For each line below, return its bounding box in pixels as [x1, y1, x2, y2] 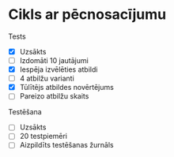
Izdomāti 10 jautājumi [19, 56, 89, 65]
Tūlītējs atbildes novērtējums [19, 83, 115, 92]
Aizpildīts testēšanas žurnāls [19, 140, 114, 150]
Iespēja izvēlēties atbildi [19, 65, 98, 74]
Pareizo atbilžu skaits [19, 92, 89, 101]
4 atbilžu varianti [19, 73, 75, 84]
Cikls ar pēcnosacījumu [8, 6, 167, 24]
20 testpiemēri [19, 132, 68, 141]
